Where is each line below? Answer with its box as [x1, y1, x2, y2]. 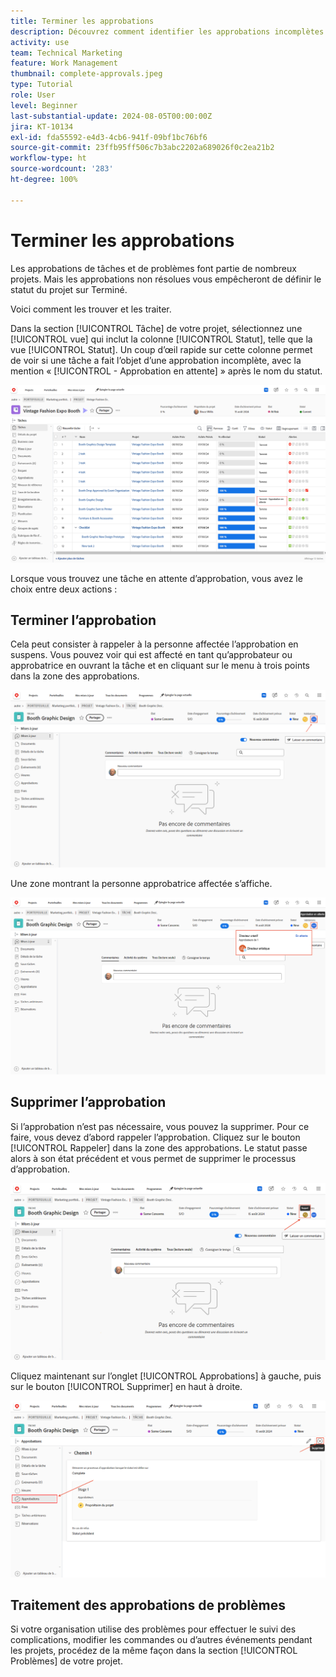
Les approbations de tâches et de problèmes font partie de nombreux [10, 262, 297, 274]
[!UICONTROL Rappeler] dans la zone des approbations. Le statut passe [10, 1141, 308, 1154]
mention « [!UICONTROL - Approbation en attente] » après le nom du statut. [10, 365, 323, 377]
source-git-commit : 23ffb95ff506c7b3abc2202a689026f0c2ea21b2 [10, 143, 275, 153]
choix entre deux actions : [10, 583, 118, 595]
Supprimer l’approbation [10, 1094, 167, 1111]
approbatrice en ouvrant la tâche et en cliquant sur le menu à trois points [10, 660, 310, 672]
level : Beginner [10, 100, 78, 110]
